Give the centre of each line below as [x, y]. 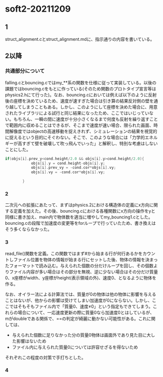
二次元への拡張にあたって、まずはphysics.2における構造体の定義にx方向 [77, 205]
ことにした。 [18, 149]
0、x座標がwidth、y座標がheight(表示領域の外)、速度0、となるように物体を [81, 278]
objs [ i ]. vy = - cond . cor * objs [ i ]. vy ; [68, 172]
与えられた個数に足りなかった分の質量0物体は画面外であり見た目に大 [81, 335]
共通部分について [25, 71]
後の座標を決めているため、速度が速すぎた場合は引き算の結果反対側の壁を [79, 101]
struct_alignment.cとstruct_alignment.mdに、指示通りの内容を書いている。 [80, 39]
